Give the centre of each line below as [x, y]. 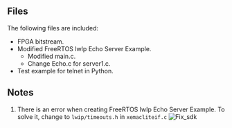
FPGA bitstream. [41, 42]
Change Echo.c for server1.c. [69, 63]
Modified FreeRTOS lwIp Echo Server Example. [84, 48]
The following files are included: [53, 28]
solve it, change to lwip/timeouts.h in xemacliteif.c [92, 116]
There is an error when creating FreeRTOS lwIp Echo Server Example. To [121, 109]
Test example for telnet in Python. [65, 71]
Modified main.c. [52, 56]
